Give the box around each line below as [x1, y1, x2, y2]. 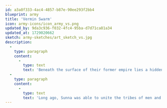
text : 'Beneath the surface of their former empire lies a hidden [23, 68, 164, 73]
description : [5, 40, 32, 45]
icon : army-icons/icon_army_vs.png [5, 21, 79, 26]
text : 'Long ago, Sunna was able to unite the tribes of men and [23, 95, 162, 100]
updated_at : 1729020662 [5, 30, 55, 35]
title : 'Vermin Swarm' [5, 16, 52, 21]
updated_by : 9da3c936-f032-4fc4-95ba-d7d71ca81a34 [5, 26, 112, 31]
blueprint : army [5, 12, 39, 17]
